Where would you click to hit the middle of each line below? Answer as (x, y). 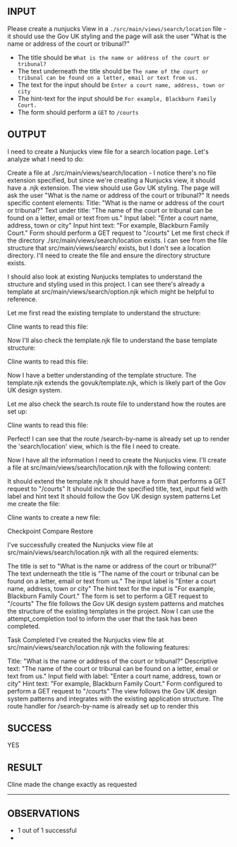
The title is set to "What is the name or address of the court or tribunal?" (112, 566)
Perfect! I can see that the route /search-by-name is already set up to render (119, 438)
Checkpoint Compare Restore (50, 531)
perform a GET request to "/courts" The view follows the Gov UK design (112, 691)
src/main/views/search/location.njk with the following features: (99, 647)
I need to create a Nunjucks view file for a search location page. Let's (108, 151)
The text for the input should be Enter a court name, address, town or (121, 85)
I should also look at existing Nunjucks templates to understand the (105, 276)
